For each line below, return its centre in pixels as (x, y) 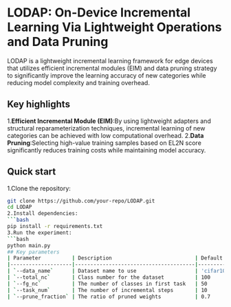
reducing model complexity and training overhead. (78, 82)
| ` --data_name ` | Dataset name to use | (102, 271)
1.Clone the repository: (39, 188)
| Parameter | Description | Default (115, 258)
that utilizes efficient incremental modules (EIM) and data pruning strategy (112, 68)
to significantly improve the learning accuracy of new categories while (107, 75)
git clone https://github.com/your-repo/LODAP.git (81, 201)
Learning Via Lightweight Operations (114, 27)
